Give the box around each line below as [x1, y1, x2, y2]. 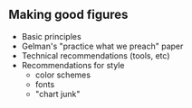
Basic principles [21, 31, 82, 41]
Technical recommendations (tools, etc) [21, 49, 170, 61]
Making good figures [8, 7, 129, 22]
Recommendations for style [21, 59, 125, 70]
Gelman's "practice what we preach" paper [21, 40, 184, 51]
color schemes [34, 69, 91, 80]
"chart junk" [34, 88, 81, 99]
